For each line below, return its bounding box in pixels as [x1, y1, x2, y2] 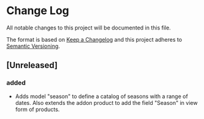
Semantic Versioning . [6, 42, 60, 50]
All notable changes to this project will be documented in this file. [6, 24, 172, 31]
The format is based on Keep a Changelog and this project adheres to [6, 36, 183, 43]
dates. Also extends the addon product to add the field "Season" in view [15, 99, 198, 106]
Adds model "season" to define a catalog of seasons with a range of [15, 93, 188, 100]
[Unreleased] [6, 60, 58, 71]
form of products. [15, 106, 60, 113]
